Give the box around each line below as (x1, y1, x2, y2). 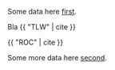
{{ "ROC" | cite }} (7, 37, 64, 47)
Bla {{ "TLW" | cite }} (7, 22, 77, 31)
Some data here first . (7, 7, 77, 16)
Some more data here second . (7, 53, 107, 62)
